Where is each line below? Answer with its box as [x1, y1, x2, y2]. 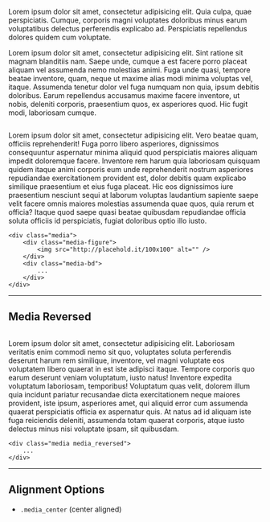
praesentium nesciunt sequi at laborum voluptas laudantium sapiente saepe [8, 191, 259, 199]
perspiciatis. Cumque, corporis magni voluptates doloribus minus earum [8, 15, 247, 25]
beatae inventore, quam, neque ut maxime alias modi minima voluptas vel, [8, 74, 253, 83]
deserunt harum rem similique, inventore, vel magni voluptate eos [8, 356, 225, 365]
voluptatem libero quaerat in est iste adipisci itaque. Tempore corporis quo [8, 364, 256, 373]
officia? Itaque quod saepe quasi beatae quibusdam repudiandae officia [8, 208, 247, 216]
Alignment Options [8, 483, 105, 497]
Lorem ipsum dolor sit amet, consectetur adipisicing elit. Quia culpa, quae [8, 7, 252, 16]
